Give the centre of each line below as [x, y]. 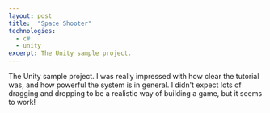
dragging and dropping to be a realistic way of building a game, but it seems [135, 93]
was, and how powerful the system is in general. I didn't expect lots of [125, 85]
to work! [22, 102]
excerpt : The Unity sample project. [70, 53]
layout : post [30, 16]
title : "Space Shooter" [50, 23]
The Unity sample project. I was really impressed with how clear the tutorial [134, 76]
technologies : [32, 31]
